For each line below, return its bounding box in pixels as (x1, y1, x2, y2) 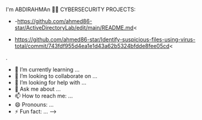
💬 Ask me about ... (14, 85, 61, 93)
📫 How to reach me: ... (14, 92, 73, 99)
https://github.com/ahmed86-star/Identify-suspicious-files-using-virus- (14, 36, 196, 43)
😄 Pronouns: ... (14, 101, 54, 108)
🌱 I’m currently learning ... (14, 66, 80, 73)
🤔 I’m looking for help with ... (14, 79, 87, 86)
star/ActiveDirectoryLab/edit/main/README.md (14, 24, 134, 31)
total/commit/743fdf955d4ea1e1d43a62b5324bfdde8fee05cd (14, 43, 170, 49)
